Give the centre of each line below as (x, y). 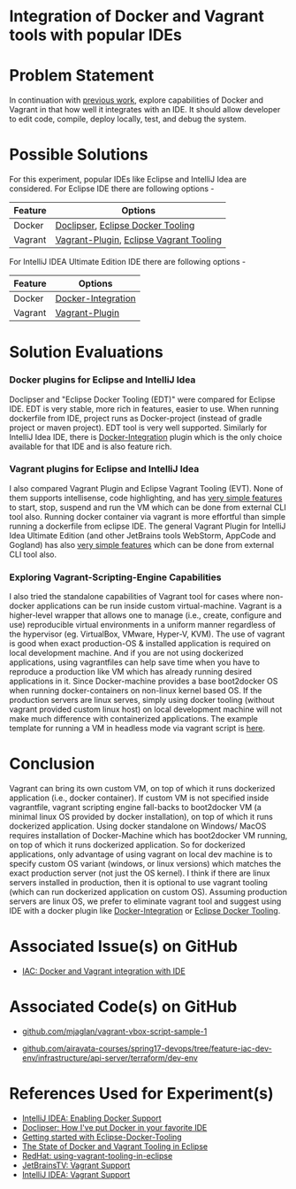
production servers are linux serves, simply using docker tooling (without (142, 700)
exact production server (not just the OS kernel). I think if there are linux (140, 873)
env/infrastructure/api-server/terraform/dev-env (110, 1058)
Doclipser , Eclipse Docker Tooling (125, 226)
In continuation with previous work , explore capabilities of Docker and (136, 100)
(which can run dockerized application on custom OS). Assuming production (148, 892)
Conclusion (52, 764)
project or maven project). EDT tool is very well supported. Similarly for (138, 428)
